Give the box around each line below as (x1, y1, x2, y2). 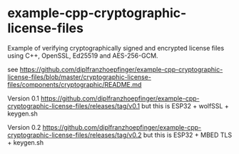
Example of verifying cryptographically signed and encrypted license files (7, 43, 225, 52)
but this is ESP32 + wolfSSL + (141, 101, 230, 110)
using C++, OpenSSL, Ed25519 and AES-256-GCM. (7, 51, 158, 60)
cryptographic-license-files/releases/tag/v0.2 (7, 130, 142, 139)
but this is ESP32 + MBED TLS (143, 130, 233, 139)
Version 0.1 (7, 94, 39, 103)
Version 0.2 (7, 123, 41, 131)
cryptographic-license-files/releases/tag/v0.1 (7, 101, 141, 110)
